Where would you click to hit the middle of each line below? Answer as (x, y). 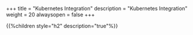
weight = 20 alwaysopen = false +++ (51, 15)
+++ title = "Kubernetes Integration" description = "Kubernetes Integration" (97, 8)
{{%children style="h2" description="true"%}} (62, 26)
